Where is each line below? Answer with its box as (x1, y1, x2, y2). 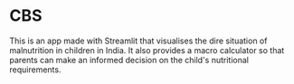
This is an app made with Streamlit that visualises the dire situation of (9, 35, 268, 46)
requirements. (9, 64, 62, 75)
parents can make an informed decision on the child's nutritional (9, 54, 249, 65)
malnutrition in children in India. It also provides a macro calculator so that (9, 44, 285, 55)
